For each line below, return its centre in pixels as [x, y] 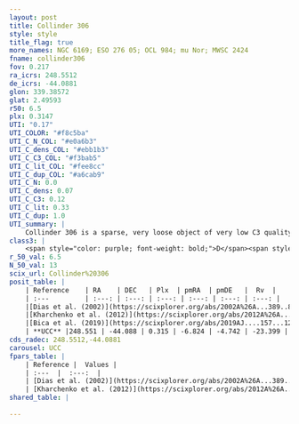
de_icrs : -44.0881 [43, 84]
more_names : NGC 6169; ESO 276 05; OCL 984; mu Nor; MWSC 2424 [129, 51]
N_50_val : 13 [33, 266]
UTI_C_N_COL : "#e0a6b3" [53, 141]
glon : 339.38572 [39, 92]
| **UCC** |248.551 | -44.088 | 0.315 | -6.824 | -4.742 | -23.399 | [157, 332]
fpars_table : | [37, 356]
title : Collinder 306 [49, 26]
